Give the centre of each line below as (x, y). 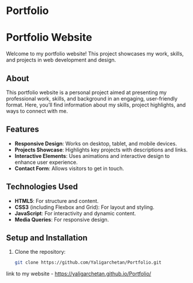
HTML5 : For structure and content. (56, 201)
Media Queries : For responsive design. (62, 219)
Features (23, 130)
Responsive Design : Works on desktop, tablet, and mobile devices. (96, 143)
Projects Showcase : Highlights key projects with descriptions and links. (101, 150)
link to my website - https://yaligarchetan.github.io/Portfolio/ (79, 274)
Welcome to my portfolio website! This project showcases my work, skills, (95, 54)
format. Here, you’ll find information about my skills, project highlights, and (96, 105)
